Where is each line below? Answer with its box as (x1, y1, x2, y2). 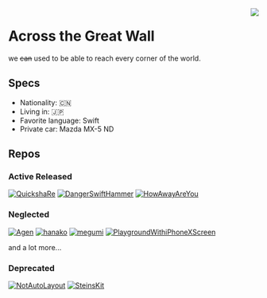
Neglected (8, 209, 50, 220)
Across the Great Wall (8, 27, 155, 45)
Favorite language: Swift (19, 116, 99, 125)
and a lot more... (8, 242, 62, 252)
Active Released (8, 171, 73, 182)
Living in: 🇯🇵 (19, 107, 64, 116)
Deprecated (8, 262, 56, 273)
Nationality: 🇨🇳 (19, 97, 72, 107)
